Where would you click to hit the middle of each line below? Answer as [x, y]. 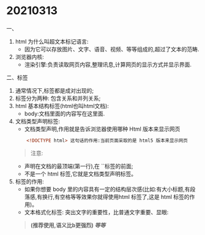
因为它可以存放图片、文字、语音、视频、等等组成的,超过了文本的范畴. [112, 49]
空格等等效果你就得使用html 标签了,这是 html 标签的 [125, 196]
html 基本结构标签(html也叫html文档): [62, 106]
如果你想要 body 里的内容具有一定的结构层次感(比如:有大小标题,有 [107, 189]
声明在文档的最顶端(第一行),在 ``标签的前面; [79, 166]
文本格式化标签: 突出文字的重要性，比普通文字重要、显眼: [96, 212]
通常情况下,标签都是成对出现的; [54, 90]
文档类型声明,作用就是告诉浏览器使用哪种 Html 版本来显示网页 [102, 129]
